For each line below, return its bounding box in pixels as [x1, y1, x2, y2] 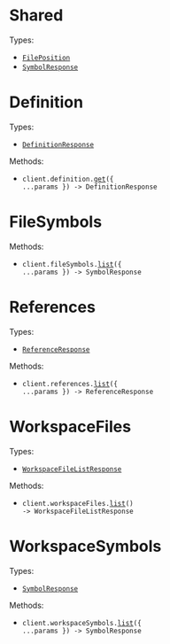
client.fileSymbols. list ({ [21, 260, 122, 268]
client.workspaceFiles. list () [21, 499, 135, 508]
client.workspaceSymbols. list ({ [21, 618, 142, 627]
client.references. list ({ [21, 379, 118, 388]
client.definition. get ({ [21, 175, 114, 183]
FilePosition [21, 53, 71, 62]
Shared [9, 5, 64, 26]
